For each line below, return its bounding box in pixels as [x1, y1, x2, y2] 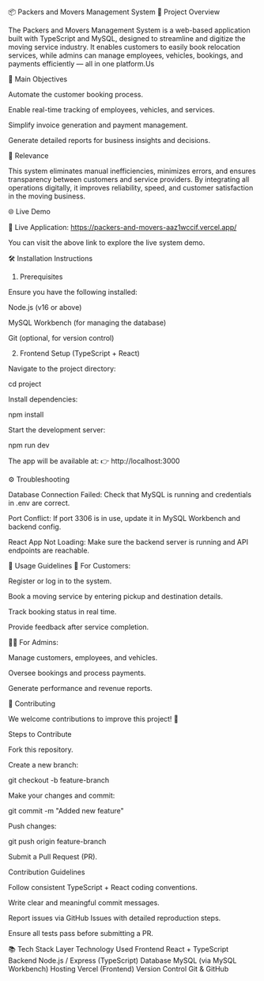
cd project [8, 379, 42, 388]
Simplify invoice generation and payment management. [8, 120, 188, 130]
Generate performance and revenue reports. [8, 684, 153, 692]
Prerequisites [19, 272, 63, 281]
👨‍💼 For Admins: [8, 638, 59, 647]
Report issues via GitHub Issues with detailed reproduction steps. [8, 913, 221, 923]
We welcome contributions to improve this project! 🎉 [8, 715, 179, 723]
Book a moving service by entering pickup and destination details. [8, 592, 224, 601]
